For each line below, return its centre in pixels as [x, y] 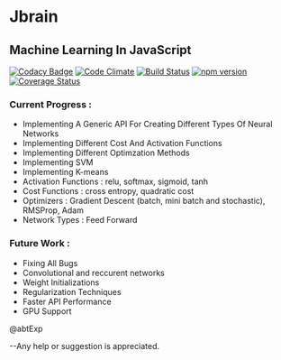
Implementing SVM [58, 162]
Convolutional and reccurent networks [93, 272]
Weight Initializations [61, 282]
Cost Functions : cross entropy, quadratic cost [108, 191]
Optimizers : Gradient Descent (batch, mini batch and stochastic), [144, 201]
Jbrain [34, 17]
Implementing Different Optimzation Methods [106, 153]
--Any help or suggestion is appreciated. [85, 346]
